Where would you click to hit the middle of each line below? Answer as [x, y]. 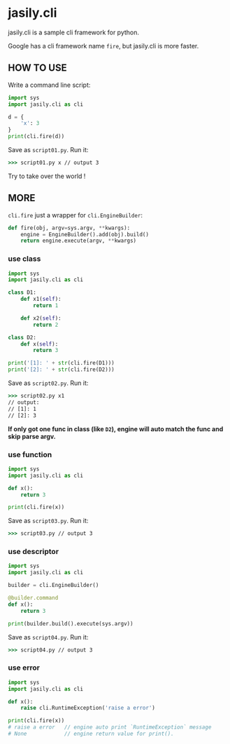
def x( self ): [39, 344]
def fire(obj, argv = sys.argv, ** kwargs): [69, 228]
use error [24, 668]
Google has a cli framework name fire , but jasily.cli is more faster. [103, 46]
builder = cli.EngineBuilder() [53, 586]
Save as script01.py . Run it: [48, 150]
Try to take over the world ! [47, 176]
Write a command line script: [49, 85]
